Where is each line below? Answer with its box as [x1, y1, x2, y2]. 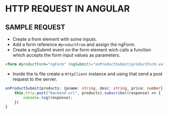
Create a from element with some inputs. [12, 36, 97, 42]
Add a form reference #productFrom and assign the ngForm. [12, 41, 136, 47]
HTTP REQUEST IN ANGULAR [5, 3, 130, 14]
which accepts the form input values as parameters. [12, 52, 121, 58]
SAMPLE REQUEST [5, 23, 65, 31]
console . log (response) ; [23, 95, 73, 100]
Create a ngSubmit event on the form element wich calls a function [12, 47, 151, 52]
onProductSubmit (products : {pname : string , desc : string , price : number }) [5, 85, 165, 90]
